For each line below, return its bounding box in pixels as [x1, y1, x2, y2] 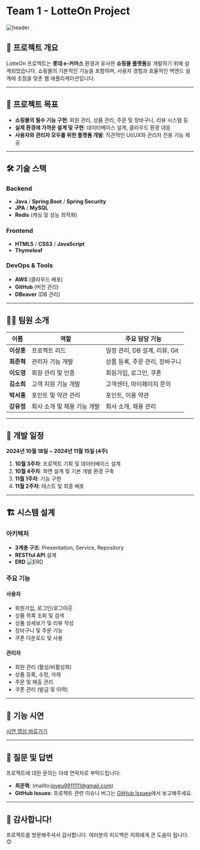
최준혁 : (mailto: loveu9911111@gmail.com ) [14, 782, 114, 789]
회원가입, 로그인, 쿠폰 [105, 368, 162, 377]
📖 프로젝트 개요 [6, 43, 58, 53]
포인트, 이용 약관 [105, 391, 149, 399]
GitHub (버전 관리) [14, 283, 59, 290]
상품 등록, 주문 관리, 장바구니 [105, 357, 182, 365]
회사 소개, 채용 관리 [105, 402, 157, 410]
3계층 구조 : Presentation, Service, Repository [14, 544, 124, 552]
